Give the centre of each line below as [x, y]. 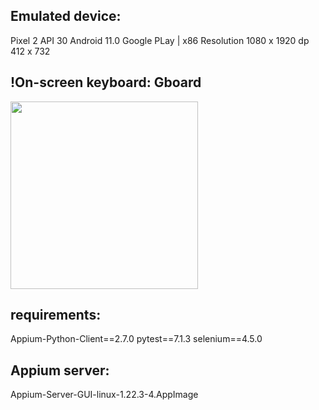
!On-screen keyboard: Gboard [106, 82]
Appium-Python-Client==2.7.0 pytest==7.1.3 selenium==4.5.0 [136, 339]
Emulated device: [66, 16]
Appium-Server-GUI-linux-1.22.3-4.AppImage [104, 395]
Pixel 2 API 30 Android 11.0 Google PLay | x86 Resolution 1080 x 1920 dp [160, 40]
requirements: [56, 315]
